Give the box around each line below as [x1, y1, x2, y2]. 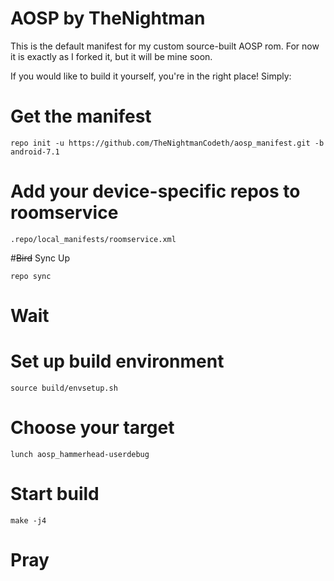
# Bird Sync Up [10, 252, 71, 264]
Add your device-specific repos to [10, 180, 301, 203]
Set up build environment [10, 350, 225, 373]
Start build [10, 483, 100, 506]
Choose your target [10, 417, 175, 439]
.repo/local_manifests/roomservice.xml [10, 234, 177, 244]
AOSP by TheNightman [10, 7, 206, 30]
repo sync [10, 271, 52, 281]
